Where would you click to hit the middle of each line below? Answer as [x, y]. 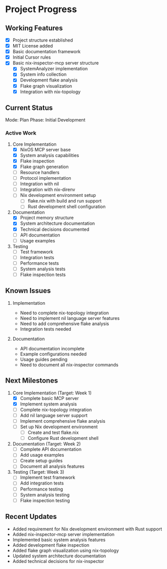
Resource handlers [40, 172]
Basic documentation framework [47, 52]
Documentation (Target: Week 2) [47, 444]
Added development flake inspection [51, 545]
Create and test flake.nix [53, 433]
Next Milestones [32, 381]
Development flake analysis [49, 80]
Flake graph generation [45, 167]
